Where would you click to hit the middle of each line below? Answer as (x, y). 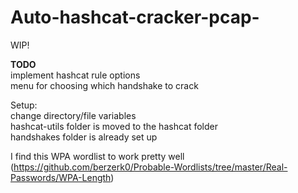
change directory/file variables (73, 115)
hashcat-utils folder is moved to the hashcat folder (114, 126)
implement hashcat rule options (75, 75)
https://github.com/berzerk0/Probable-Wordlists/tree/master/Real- (150, 167)
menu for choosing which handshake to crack (104, 85)
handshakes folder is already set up (84, 137)
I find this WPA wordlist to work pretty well (97, 156)
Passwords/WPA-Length (61, 177)
